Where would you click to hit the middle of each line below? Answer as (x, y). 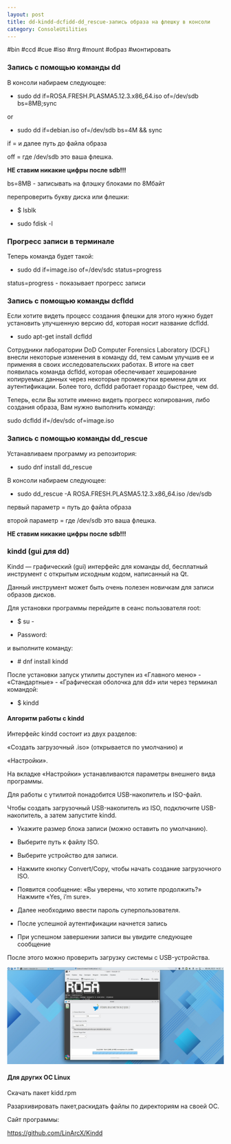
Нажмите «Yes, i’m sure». (54, 897)
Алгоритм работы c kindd (46, 719)
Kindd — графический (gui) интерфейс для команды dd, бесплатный (108, 566)
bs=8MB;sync (37, 103)
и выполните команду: (40, 648)
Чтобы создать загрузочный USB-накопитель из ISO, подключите (103, 808)
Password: (32, 634)
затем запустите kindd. (83, 815)
